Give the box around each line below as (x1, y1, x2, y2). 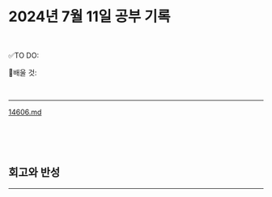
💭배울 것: (8, 67, 37, 77)
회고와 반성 (8, 165, 61, 179)
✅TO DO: (8, 50, 39, 60)
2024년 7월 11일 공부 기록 (8, 7, 171, 26)
